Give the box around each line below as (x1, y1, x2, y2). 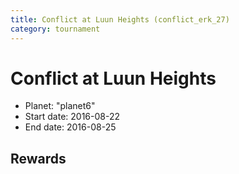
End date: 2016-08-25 (24, 121, 117, 133)
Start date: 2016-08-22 (24, 111, 121, 123)
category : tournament (10, 24, 101, 34)
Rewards (10, 150, 67, 167)
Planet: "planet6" (24, 100, 96, 112)
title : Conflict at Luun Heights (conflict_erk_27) (10, 14, 230, 25)
